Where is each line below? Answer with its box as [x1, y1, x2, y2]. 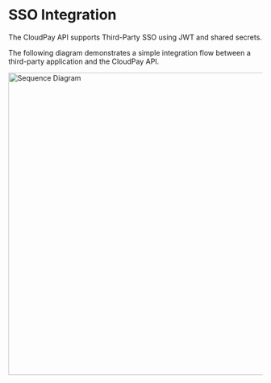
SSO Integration [8, 6, 117, 24]
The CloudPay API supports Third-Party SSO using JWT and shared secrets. [8, 32, 262, 42]
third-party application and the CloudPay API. [8, 56, 160, 66]
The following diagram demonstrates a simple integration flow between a [8, 48, 252, 57]
